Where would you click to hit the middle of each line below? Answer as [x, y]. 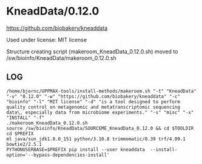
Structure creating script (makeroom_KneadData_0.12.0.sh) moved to [92, 51]
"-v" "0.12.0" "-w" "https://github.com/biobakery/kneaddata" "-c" [93, 96]
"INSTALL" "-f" [25, 118]
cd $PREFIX [20, 134]
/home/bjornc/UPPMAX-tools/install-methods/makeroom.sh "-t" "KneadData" [102, 91]
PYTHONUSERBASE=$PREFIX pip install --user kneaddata [76, 149]
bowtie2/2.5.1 [24, 144]
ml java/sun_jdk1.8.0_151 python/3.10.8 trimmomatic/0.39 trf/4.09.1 [96, 139]
